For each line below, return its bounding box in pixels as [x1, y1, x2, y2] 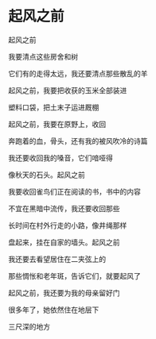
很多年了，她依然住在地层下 [8, 305, 99, 314]
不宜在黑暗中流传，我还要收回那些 [8, 203, 120, 213]
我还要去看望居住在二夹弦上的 [8, 254, 106, 264]
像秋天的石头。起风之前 [8, 170, 85, 179]
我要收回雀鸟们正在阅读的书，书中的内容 [8, 187, 141, 196]
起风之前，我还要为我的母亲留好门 [8, 287, 120, 298]
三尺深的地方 [8, 322, 50, 331]
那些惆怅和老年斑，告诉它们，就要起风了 [8, 271, 141, 280]
